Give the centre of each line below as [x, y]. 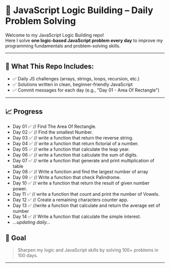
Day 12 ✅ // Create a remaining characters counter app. [70, 200]
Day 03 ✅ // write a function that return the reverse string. [73, 138]
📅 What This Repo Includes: [50, 66]
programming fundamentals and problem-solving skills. [63, 46]
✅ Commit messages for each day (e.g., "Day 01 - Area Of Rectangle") [86, 90]
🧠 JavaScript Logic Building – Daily [79, 10]
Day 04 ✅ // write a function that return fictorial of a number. [76, 143]
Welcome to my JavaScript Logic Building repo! [55, 35]
